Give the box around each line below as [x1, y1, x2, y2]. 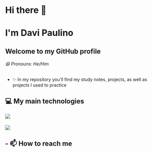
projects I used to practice [12, 82, 66, 88]
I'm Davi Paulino [5, 27, 73, 39]
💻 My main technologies [5, 97, 84, 106]
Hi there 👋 [5, 4, 46, 16]
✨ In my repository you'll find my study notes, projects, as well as [12, 76, 147, 82]
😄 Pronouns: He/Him [5, 61, 49, 67]
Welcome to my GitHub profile [5, 47, 101, 55]
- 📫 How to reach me [5, 139, 72, 148]
